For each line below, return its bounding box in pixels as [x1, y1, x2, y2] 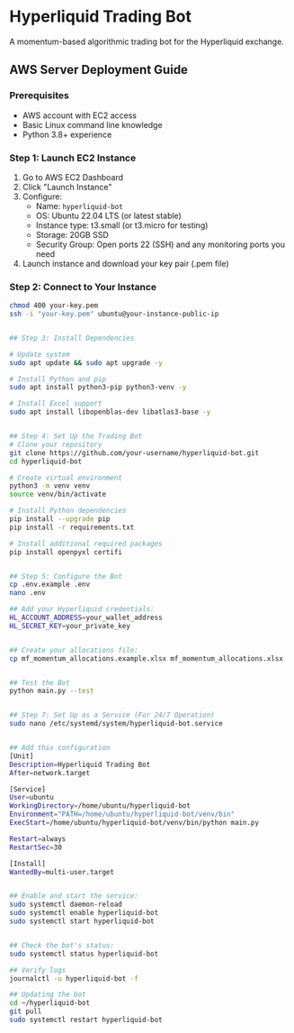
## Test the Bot [9, 678, 70, 687]
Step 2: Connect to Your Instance [9, 280, 157, 293]
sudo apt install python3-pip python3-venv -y [9, 383, 187, 392]
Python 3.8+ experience [22, 129, 112, 140]
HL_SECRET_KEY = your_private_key [9, 621, 130, 630]
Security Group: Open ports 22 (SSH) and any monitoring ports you [35, 239, 286, 250]
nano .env [9, 589, 47, 598]
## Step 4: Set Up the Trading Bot [9, 432, 143, 441]
